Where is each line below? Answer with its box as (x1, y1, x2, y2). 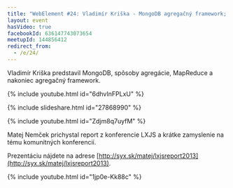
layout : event (7, 17, 49, 24)
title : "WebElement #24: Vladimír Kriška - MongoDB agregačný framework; (7, 10, 227, 18)
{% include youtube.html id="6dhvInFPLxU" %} (7, 89, 145, 98)
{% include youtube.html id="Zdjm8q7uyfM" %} (7, 116, 146, 125)
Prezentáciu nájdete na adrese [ (7, 152, 99, 160)
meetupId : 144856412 (7, 36, 68, 43)
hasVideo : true (7, 23, 52, 30)
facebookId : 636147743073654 (7, 29, 92, 37)
